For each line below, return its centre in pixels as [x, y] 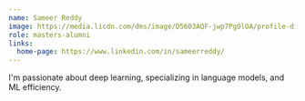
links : [21, 43]
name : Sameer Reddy [46, 18]
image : [21, 26]
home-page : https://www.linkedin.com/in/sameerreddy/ [121, 52]
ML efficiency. [35, 87]
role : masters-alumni [50, 35]
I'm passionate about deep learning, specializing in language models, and [146, 77]
